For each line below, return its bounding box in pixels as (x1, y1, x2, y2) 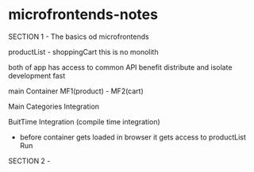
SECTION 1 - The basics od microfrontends (8, 32, 149, 41)
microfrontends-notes (8, 6, 159, 24)
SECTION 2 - (8, 156, 51, 166)
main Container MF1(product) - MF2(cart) (8, 86, 144, 96)
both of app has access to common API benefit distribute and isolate (8, 62, 233, 72)
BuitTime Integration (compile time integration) (8, 117, 160, 126)
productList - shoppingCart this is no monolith (8, 47, 159, 56)
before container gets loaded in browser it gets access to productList (19, 132, 246, 142)
